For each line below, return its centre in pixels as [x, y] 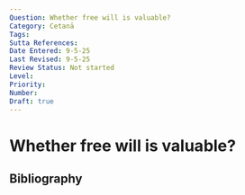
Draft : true [32, 101]
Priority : [28, 84]
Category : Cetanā [42, 26]
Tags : [19, 34]
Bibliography [46, 178]
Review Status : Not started [62, 68]
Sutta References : [44, 43]
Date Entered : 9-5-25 [50, 51]
